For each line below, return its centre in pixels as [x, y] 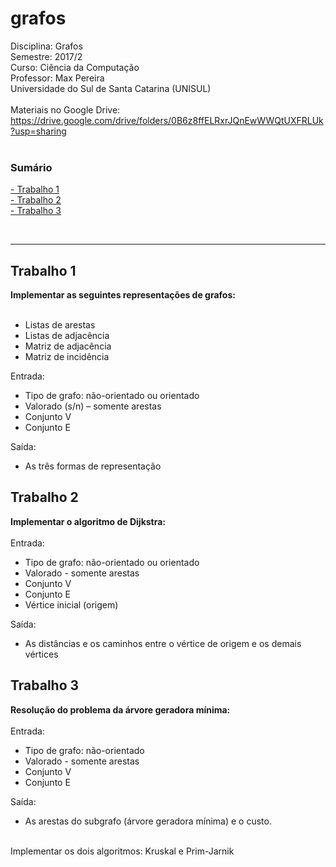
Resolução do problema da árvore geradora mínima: [120, 709]
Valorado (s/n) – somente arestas [93, 406]
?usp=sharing [38, 131]
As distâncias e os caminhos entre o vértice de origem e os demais [163, 643]
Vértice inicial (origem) [71, 604]
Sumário [31, 167]
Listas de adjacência [67, 336]
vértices [41, 654]
